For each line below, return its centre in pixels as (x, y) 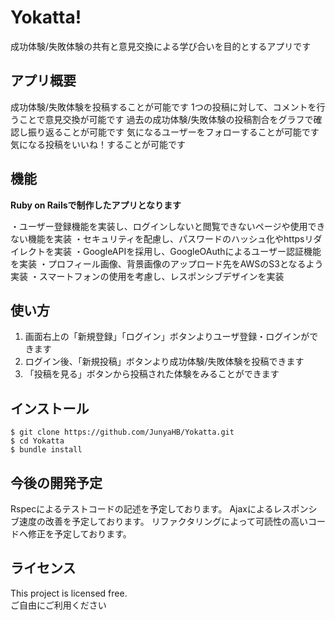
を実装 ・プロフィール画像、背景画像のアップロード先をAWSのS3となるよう (167, 263)
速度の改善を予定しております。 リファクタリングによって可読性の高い (163, 521)
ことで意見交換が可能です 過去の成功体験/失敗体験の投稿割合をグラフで (166, 119)
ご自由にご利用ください (58, 605)
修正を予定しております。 (79, 534)
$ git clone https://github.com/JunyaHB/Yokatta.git (122, 432)
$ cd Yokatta (37, 441)
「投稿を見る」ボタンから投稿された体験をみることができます (152, 374)
